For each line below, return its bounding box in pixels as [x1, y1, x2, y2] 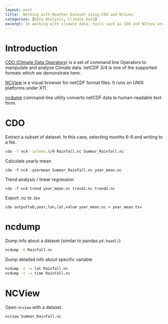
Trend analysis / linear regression [5, 176, 74, 182]
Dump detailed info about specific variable [5, 256, 92, 262]
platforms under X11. [5, 85, 47, 91]
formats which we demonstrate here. [5, 70, 81, 76]
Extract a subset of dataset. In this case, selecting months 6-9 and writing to [5, 134, 163, 140]
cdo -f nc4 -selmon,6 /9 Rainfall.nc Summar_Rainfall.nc [5, 149, 124, 154]
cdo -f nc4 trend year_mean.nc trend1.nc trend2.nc [5, 186, 115, 191]
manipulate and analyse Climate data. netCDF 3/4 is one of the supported [5, 64, 157, 70]
